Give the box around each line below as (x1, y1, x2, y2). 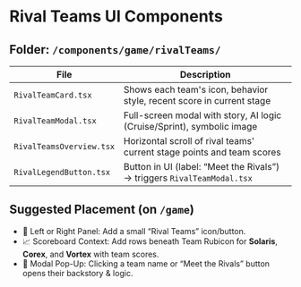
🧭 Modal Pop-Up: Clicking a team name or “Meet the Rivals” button (21, 257, 271, 269)
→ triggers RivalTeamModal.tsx (124, 172, 253, 184)
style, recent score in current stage (124, 95, 271, 106)
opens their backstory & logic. (21, 267, 133, 278)
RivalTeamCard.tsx (13, 90, 92, 100)
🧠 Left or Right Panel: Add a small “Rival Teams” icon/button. (21, 225, 246, 236)
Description (179, 69, 231, 80)
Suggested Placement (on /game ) (9, 202, 194, 217)
